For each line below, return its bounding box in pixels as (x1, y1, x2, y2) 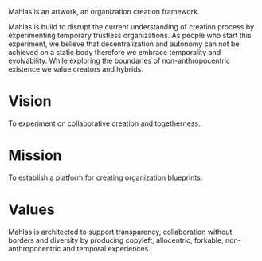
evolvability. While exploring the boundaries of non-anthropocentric (8, 56, 231, 65)
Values (8, 201, 55, 219)
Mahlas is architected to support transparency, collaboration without (8, 227, 233, 236)
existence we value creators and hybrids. (8, 64, 143, 74)
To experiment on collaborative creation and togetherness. (8, 119, 201, 128)
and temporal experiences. (62, 243, 151, 253)
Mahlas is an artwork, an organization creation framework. (8, 7, 200, 16)
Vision (8, 92, 52, 111)
